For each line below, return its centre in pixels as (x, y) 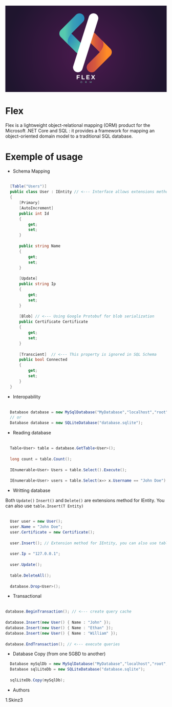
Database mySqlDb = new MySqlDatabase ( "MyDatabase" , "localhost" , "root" (88, 664)
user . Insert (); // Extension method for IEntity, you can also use (83, 543)
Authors (21, 690)
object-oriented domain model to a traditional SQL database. (69, 136)
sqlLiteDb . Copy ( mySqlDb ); (38, 680)
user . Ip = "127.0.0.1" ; (35, 554)
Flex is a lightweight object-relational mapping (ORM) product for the (78, 125)
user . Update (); (26, 565)
